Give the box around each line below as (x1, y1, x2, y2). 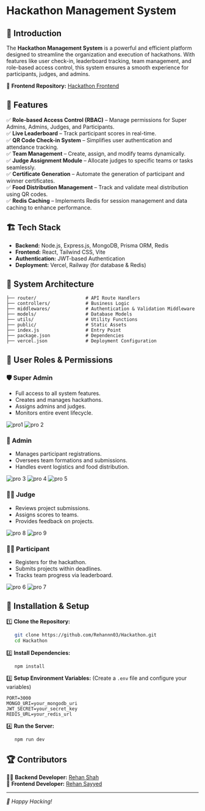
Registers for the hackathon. (15, 559, 87, 566)
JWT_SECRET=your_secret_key (6, 706, 78, 712)
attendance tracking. (6, 143, 59, 151)
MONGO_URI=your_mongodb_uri (6, 701, 78, 707)
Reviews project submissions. (15, 504, 90, 511)
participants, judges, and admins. (6, 70, 90, 77)
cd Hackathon (14, 638, 48, 644)
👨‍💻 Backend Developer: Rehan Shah (6, 774, 99, 781)
